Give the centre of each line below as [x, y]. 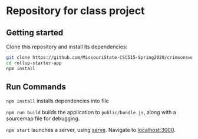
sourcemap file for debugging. [43, 118]
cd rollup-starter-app [34, 63]
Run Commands [36, 87]
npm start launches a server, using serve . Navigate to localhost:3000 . [91, 130]
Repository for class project [75, 11]
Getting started [35, 33]
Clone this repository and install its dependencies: [67, 47]
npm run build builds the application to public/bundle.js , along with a [91, 112]
